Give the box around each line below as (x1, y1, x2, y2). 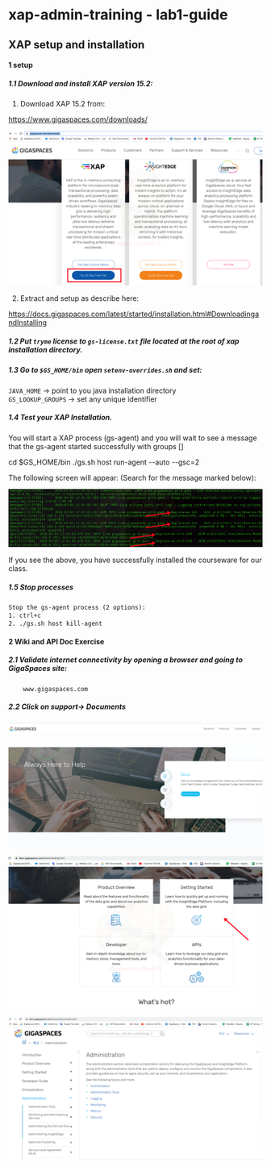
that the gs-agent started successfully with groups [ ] (8, 441, 184, 451)
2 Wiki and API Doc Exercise (8, 636, 105, 646)
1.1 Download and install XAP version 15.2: (8, 78, 153, 88)
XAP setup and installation (8, 38, 145, 52)
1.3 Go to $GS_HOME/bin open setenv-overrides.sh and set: (8, 365, 202, 375)
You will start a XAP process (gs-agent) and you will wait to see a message (8, 433, 257, 443)
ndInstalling (8, 318, 47, 327)
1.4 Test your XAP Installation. (8, 413, 113, 423)
